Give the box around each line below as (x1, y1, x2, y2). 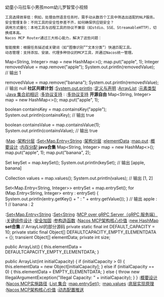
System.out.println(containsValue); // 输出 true (5, 128, 98, 133)
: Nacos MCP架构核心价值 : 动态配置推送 (5, 287, 84, 293)
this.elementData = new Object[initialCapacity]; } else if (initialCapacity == (5, 264, 155, 269)
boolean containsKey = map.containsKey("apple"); (5, 106, 107, 112)
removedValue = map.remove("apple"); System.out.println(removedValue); (5, 64, 155, 70)
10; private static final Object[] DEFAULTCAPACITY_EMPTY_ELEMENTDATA (5, 229, 157, 235)
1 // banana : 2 (5, 201, 34, 207)
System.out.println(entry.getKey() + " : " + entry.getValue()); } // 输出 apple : (5, 196, 157, 201)
